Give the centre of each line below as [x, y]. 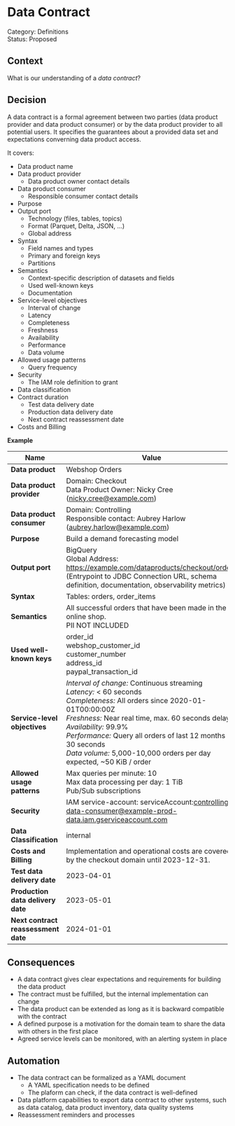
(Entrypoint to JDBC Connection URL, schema [141, 576]
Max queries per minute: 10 [112, 773]
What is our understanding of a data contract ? [74, 78]
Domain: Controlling [99, 510]
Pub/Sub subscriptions [104, 791]
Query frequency [52, 367]
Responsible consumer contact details [83, 196]
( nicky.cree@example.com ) [112, 498]
